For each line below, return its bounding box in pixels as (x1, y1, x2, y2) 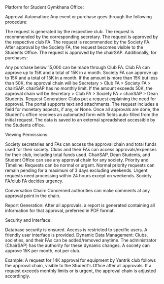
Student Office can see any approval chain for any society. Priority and (5, 157, 149, 162)
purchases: (5, 55, 28, 61)
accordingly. (5, 273, 31, 279)
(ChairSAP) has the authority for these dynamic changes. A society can (5, 243, 150, 248)
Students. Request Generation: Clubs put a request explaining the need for (5, 96, 157, 102)
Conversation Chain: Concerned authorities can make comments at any (5, 188, 150, 193)
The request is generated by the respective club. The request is (5, 29, 134, 34)
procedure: (5, 19, 28, 25)
